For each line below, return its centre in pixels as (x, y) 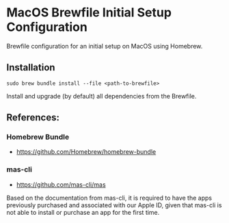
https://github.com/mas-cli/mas (61, 184)
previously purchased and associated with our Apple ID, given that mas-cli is (114, 205)
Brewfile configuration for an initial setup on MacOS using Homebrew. (105, 46)
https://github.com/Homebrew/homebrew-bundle (86, 152)
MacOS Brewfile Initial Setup (89, 13)
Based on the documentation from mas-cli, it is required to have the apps (109, 198)
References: (33, 118)
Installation (31, 67)
